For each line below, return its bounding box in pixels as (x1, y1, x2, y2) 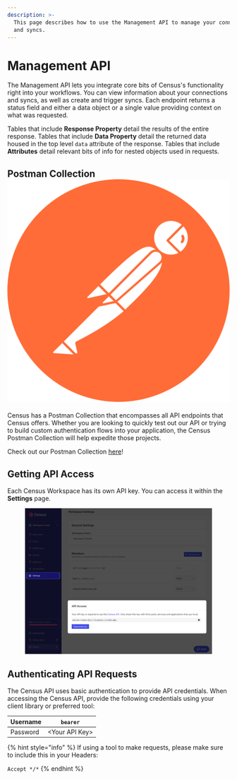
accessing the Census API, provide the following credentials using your (7, 695, 214, 703)
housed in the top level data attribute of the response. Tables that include (7, 140, 220, 148)
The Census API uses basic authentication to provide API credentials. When (7, 687, 227, 695)
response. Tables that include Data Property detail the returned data (7, 132, 207, 141)
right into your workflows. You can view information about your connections (7, 88, 228, 97)
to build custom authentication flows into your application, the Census (7, 426, 211, 435)
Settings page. (7, 494, 51, 502)
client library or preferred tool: (7, 702, 95, 710)
